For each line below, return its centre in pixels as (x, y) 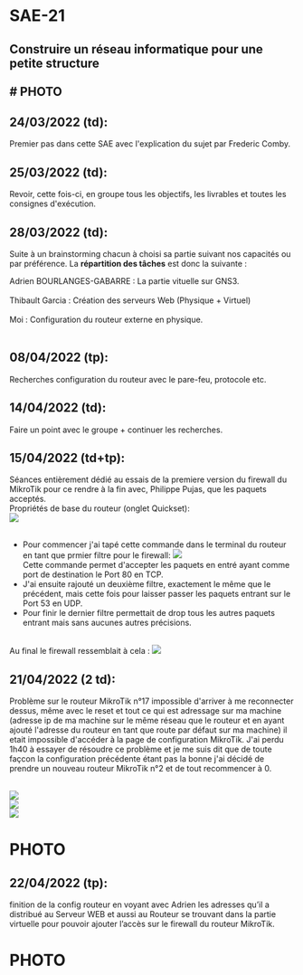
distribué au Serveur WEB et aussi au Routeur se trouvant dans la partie (143, 914)
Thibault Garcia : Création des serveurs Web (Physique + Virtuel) (130, 300)
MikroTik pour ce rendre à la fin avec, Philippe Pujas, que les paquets (138, 489)
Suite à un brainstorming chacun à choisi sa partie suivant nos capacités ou (150, 254)
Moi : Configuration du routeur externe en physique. (106, 320)
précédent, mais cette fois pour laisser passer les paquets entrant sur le (156, 594)
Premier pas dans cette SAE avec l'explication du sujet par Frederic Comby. (150, 144)
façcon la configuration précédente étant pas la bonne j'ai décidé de (137, 759)
